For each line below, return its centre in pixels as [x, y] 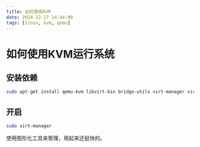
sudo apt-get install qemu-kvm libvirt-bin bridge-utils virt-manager [96, 92]
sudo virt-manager [29, 126]
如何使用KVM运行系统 [60, 54]
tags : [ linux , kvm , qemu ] [38, 23]
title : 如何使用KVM [29, 12]
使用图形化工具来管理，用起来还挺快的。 [56, 138]
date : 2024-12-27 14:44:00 [40, 17]
